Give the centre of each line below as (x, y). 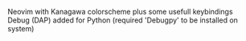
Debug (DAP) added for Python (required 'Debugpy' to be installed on (123, 20)
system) (21, 29)
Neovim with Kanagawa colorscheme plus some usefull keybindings (121, 12)
